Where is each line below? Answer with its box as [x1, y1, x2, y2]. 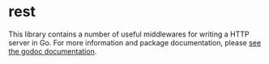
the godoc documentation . [8, 46, 97, 56]
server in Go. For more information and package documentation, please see [8, 37, 262, 47]
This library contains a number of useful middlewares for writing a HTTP [8, 29, 250, 39]
